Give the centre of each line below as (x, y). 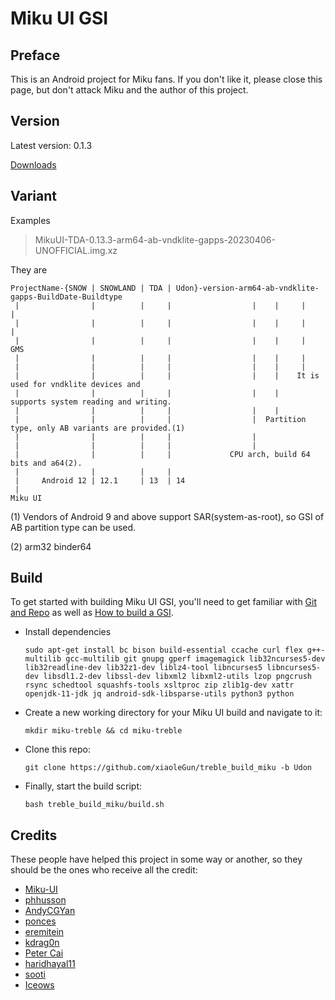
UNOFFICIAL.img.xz (76, 250)
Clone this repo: (57, 749)
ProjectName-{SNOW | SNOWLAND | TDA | (91, 288)
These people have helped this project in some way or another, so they (156, 859)
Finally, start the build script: (83, 786)
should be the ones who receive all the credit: (104, 870)
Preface (35, 55)
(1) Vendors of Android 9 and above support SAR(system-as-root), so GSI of (167, 516)
